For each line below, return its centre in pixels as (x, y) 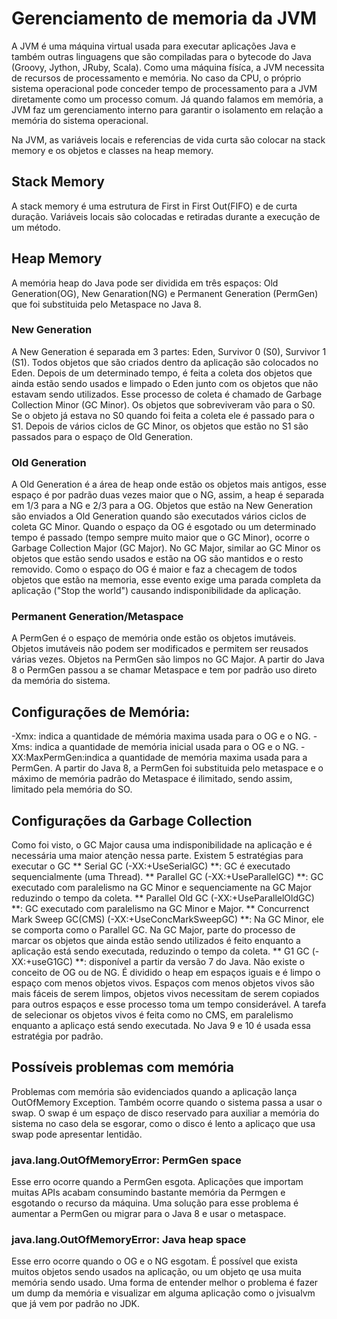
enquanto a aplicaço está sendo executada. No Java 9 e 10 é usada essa (161, 1026)
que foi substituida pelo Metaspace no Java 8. (106, 304)
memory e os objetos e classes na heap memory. (112, 150)
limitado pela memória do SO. (72, 789)
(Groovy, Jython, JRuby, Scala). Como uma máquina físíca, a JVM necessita (168, 67)
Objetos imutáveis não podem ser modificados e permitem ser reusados (160, 649)
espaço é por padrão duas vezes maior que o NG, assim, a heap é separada (168, 495)
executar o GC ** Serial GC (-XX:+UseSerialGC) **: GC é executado (151, 866)
